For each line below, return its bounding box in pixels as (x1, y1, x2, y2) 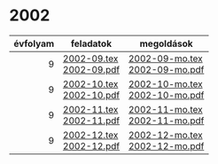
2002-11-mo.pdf (128, 114, 205, 127)
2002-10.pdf (62, 89, 121, 101)
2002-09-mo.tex (128, 52, 203, 65)
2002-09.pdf (62, 63, 121, 75)
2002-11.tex (62, 103, 119, 115)
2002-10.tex (62, 77, 119, 90)
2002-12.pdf (62, 139, 121, 152)
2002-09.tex (62, 52, 119, 65)
